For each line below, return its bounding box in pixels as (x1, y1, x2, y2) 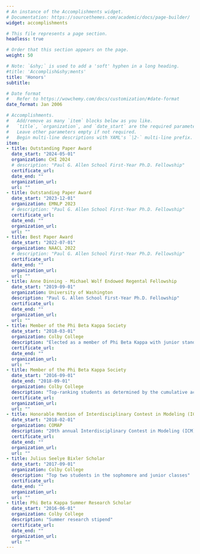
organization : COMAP (11, 422, 62, 429)
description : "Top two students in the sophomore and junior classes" (11, 472, 190, 478)
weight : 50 (6, 52, 33, 58)
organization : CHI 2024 (11, 157, 70, 163)
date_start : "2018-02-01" (11, 417, 76, 423)
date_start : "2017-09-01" (11, 461, 76, 468)
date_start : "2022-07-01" (11, 239, 76, 246)
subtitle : (6, 80, 31, 86)
